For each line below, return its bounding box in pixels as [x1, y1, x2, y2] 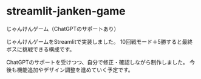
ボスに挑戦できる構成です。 [6, 46, 75, 53]
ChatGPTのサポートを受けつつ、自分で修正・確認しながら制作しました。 [6, 58, 188, 66]
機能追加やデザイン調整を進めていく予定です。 [16, 66, 134, 74]
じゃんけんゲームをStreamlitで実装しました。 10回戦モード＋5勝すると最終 [6, 38, 193, 45]
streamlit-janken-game [6, 4, 126, 18]
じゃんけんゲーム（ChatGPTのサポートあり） [6, 25, 120, 32]
